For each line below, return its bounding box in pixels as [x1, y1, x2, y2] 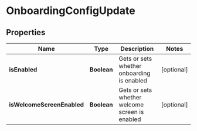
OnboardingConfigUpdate [6, 4, 136, 18]
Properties [6, 27, 46, 37]
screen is [118, 108, 144, 116]
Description [120, 45, 154, 53]
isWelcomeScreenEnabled [9, 101, 84, 109]
